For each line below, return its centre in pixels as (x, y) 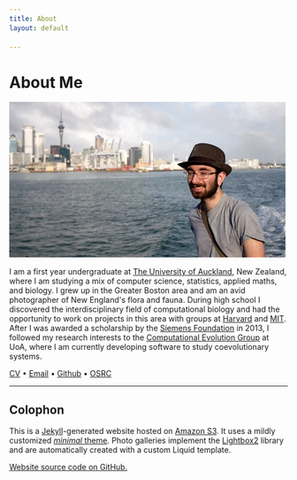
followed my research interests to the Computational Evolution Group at (139, 337)
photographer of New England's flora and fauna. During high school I (135, 300)
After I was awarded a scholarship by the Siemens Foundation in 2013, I (139, 329)
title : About (33, 19)
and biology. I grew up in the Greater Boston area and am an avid (127, 290)
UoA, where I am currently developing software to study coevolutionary (139, 347)
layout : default (39, 28)
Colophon (37, 410)
